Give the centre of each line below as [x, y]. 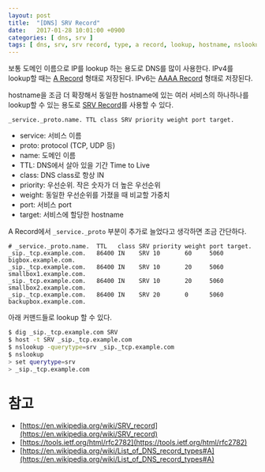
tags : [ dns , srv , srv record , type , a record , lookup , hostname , [119, 45]
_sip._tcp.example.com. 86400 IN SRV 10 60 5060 [116, 254]
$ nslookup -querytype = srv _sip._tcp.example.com [91, 347]
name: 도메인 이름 [48, 156]
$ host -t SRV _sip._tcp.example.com [70, 340]
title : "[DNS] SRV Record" [54, 23]
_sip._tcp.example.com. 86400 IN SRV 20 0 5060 [116, 295]
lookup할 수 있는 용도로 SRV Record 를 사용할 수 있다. [91, 105]
